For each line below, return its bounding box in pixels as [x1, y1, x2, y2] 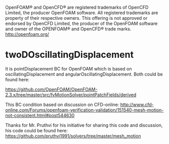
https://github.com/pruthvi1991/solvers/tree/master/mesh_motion [5, 133, 141, 139]
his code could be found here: [5, 127, 68, 133]
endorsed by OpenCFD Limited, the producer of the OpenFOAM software [5, 20, 158, 26]
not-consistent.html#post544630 [5, 112, 75, 118]
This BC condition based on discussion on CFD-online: [5, 101, 119, 107]
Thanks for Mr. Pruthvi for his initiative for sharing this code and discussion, [5, 122, 163, 128]
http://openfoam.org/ [5, 31, 50, 37]
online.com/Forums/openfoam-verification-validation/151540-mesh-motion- [5, 106, 164, 113]
